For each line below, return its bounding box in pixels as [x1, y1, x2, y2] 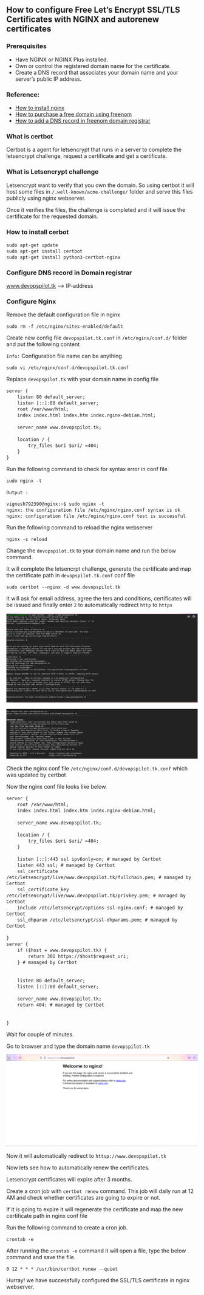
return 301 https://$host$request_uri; [28, 953, 129, 960]
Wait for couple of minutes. [6, 1031, 74, 1038]
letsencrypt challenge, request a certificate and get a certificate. [6, 152, 168, 160]
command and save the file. [6, 1253, 76, 1260]
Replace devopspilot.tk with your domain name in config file [6, 376, 159, 383]
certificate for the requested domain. [6, 212, 98, 220]
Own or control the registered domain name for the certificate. [15, 62, 171, 69]
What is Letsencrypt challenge [6, 168, 99, 176]
